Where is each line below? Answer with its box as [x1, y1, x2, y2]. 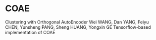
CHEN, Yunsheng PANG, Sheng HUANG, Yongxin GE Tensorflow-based [5, 24, 151, 30]
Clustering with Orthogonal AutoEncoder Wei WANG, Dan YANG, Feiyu [5, 19, 149, 25]
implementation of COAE [5, 29, 55, 35]
